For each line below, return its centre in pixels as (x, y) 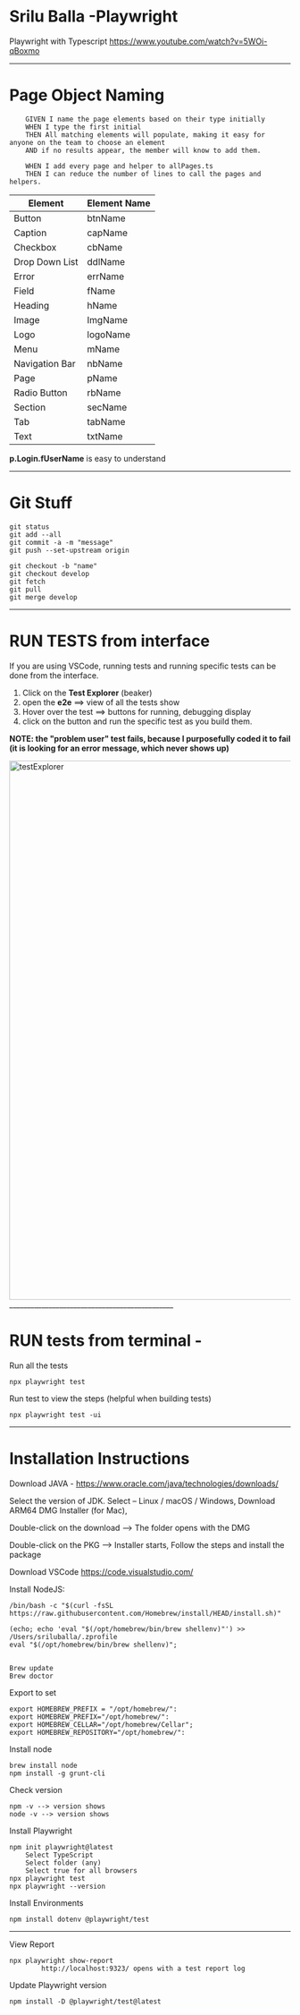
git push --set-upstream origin (69, 550)
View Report (32, 1944)
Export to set (33, 1692)
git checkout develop (50, 574)
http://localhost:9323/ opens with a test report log (143, 1968)
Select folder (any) (63, 1863)
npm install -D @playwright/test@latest (86, 2002)
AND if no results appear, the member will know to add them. (143, 150)
